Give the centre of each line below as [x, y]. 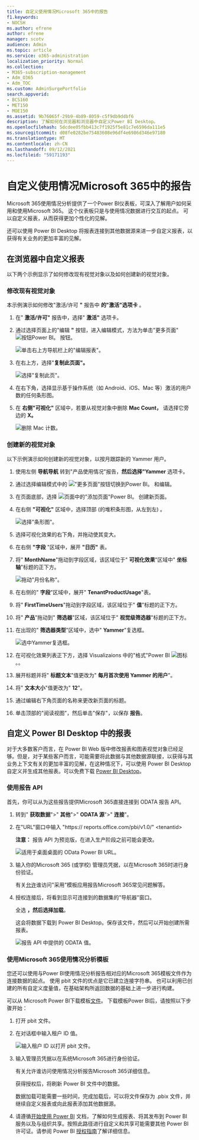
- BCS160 [17, 100]
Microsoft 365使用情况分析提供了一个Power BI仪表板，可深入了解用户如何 [97, 204]
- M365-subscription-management [46, 72]
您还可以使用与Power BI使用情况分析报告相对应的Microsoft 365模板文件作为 [99, 974]
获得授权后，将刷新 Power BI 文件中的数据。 [69, 1084]
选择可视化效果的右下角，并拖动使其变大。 [67, 534]
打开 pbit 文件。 [34, 1021]
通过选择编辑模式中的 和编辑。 [95, 484]
